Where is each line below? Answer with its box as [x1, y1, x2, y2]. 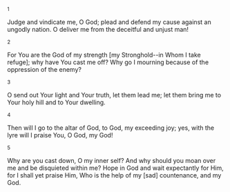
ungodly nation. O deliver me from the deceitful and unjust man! [7, 26, 189, 33]
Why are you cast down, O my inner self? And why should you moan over [7, 157, 216, 164]
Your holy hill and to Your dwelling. [7, 98, 106, 106]
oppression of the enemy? [7, 66, 82, 73]
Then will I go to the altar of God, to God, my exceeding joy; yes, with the [7, 124, 215, 132]
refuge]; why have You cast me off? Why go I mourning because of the [7, 58, 209, 66]
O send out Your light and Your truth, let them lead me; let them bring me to [7, 91, 222, 99]
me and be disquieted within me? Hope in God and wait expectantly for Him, [7, 164, 224, 172]
